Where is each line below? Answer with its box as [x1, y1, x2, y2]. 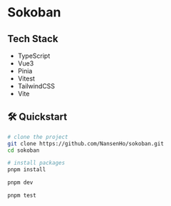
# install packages [7, 160, 66, 167]
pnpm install [7, 166, 46, 173]
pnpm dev [7, 179, 33, 186]
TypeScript [17, 51, 51, 60]
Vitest [17, 74, 36, 83]
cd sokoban [7, 147, 40, 154]
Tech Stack [7, 33, 58, 45]
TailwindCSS [17, 82, 56, 90]
